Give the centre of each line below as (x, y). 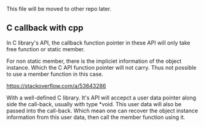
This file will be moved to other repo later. (59, 9)
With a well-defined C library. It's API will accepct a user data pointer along (101, 98)
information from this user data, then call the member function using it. (96, 117)
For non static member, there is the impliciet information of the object (94, 61)
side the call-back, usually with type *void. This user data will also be (94, 104)
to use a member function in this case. (55, 74)
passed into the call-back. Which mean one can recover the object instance (102, 111)
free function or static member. (46, 49)
